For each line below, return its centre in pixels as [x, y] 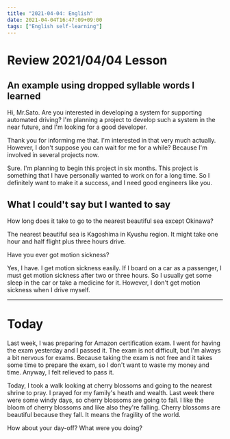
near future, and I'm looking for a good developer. [77, 127]
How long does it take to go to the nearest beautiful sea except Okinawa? [110, 221]
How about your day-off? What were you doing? [75, 428]
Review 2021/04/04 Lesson [87, 60]
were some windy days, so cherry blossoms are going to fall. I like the [105, 400]
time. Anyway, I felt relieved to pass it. [61, 372]
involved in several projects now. [53, 155]
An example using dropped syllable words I [101, 85]
